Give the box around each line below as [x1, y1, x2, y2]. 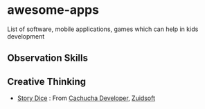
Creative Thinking [7, 75, 87, 88]
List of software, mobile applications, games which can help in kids [7, 25, 199, 33]
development [7, 32, 45, 40]
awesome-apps [7, 2, 99, 18]
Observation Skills [7, 52, 89, 64]
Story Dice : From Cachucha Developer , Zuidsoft [17, 94, 156, 102]
